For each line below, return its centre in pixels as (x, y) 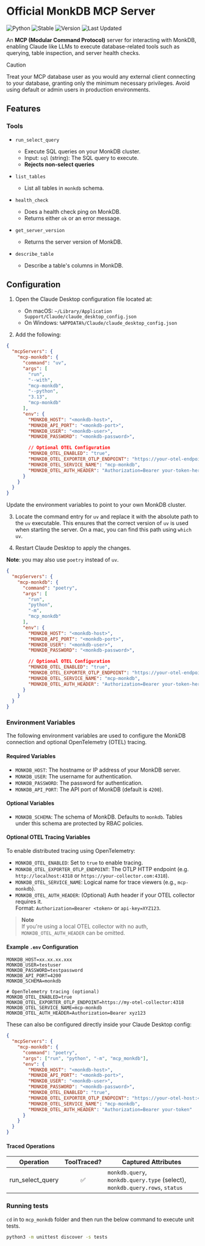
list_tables (30, 176)
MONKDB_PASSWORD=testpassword (45, 971)
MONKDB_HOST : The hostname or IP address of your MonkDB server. (98, 770)
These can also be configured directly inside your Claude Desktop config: (99, 1024)
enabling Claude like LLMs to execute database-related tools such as (93, 46)
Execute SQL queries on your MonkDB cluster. (82, 151)
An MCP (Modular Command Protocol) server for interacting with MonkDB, (101, 40)
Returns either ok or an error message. (73, 218)
